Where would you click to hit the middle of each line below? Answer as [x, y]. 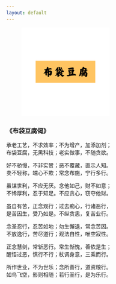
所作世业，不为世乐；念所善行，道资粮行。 [59, 267]
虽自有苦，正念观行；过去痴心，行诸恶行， [59, 206]
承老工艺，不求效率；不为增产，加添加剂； [59, 145]
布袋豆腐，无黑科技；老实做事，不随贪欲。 [59, 152]
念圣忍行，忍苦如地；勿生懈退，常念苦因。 [59, 226]
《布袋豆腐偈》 [28, 131]
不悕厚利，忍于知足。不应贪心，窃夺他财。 [59, 193]
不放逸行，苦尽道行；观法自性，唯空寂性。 [59, 234]
